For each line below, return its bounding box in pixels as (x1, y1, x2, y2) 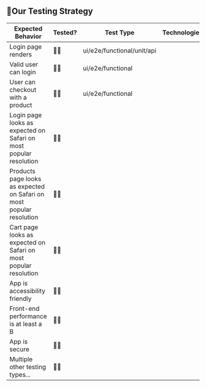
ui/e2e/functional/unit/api (82, 46, 156, 55)
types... (9, 370, 31, 378)
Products (9, 166, 36, 175)
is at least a (9, 319, 42, 328)
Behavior (15, 32, 42, 41)
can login (9, 68, 36, 76)
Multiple (9, 354, 33, 363)
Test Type (104, 28, 135, 37)
